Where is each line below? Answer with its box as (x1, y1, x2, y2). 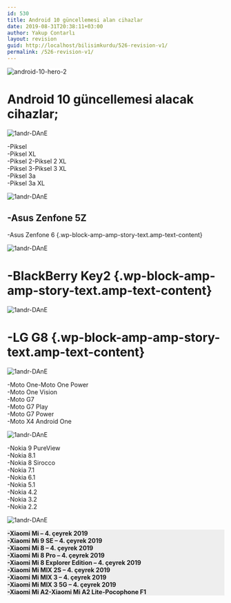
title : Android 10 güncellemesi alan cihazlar (7, 17, 143, 23)
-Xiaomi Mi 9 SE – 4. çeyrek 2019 (7, 536, 103, 544)
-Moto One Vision (7, 387, 57, 396)
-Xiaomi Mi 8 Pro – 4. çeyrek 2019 (7, 551, 105, 559)
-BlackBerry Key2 (7, 268, 112, 283)
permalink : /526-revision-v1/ (7, 49, 94, 56)
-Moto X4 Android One (7, 417, 72, 425)
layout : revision (7, 36, 57, 43)
